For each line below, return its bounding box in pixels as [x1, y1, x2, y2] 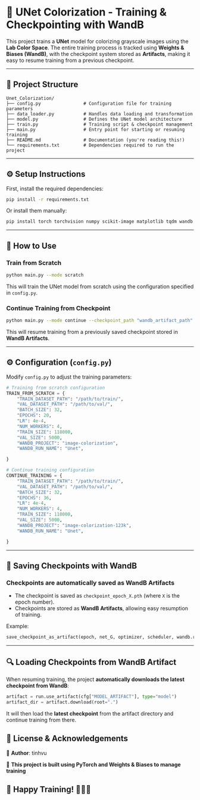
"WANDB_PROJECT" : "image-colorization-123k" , [17, 522, 132, 529]
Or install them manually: [6, 207, 67, 214]
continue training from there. [6, 716, 76, 723]
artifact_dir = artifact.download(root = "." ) [6, 699, 118, 705]
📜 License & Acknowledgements [6, 733, 129, 743]
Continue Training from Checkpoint [6, 304, 111, 312]
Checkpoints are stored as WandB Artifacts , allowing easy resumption [14, 605, 189, 612]
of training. [14, 611, 42, 618]
